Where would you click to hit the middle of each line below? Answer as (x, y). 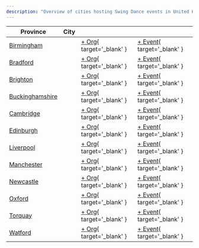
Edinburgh (24, 130)
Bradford (21, 62)
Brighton (21, 79)
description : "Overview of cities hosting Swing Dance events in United (98, 12)
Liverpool (22, 147)
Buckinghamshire (33, 96)
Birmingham (26, 45)
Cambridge (25, 113)
